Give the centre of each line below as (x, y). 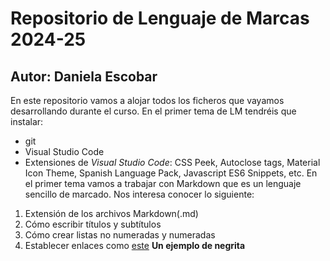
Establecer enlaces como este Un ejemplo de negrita (135, 245)
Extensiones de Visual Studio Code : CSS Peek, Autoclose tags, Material (172, 162)
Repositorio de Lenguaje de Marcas (160, 18)
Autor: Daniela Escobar (84, 76)
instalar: (27, 121)
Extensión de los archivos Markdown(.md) (111, 213)
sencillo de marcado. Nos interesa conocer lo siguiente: (139, 194)
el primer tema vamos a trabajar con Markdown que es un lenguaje (163, 183)
